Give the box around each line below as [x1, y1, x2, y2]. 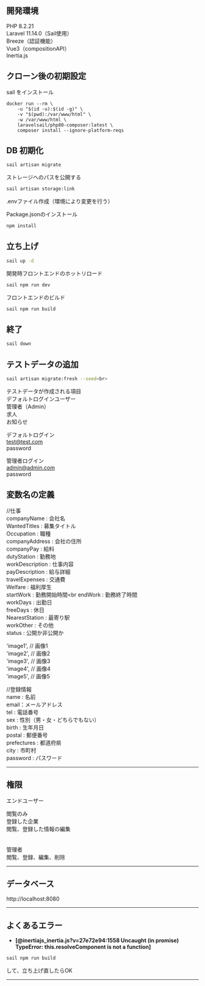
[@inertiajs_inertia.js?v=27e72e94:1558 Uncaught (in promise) [15, 937, 179, 944]
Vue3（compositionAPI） [6, 45, 70, 52]
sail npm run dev [6, 281, 51, 288]
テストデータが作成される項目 [6, 387, 81, 395]
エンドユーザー [6, 797, 44, 804]
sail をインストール [6, 88, 54, 96]
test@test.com [6, 438, 43, 445]
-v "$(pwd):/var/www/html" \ [17, 111, 92, 117]
